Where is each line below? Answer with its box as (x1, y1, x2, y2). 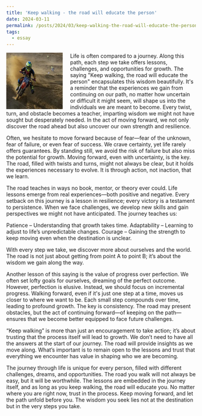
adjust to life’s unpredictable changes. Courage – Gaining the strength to (6, 228, 185, 235)
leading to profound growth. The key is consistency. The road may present (6, 303, 191, 310)
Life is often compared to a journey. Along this (70, 52, 185, 60)
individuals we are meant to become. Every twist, (70, 104, 192, 111)
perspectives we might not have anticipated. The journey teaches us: (6, 210, 177, 217)
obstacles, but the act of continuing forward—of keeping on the (6, 309, 164, 316)
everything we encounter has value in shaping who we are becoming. (6, 353, 179, 360)
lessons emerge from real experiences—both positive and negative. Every (6, 191, 189, 198)
